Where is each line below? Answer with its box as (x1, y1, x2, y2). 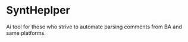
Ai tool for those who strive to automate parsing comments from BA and (6, 23, 183, 30)
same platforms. (6, 29, 46, 36)
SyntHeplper (6, 4, 70, 17)
